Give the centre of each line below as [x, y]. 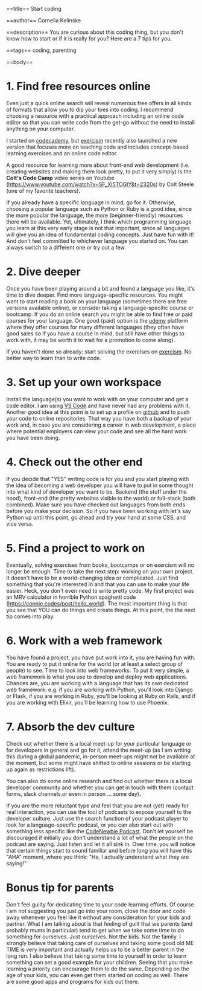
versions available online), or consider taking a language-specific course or [100, 308]
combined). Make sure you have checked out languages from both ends [96, 505]
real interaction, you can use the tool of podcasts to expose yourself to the [99, 812]
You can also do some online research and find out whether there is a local [99, 781]
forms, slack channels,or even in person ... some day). [74, 793]
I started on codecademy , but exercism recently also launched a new [92, 140]
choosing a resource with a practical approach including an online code [95, 116]
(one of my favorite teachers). [43, 190]
